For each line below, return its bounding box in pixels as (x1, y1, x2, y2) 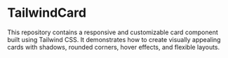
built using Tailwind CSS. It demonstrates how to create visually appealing (7, 35, 221, 43)
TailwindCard (7, 5, 86, 21)
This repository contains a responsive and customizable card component (7, 28, 219, 36)
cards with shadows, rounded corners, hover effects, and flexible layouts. (7, 43, 220, 51)
